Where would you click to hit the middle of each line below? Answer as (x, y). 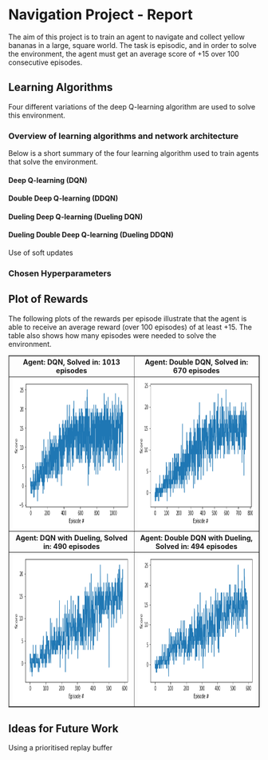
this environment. (37, 115)
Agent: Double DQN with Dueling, (197, 538)
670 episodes (196, 371)
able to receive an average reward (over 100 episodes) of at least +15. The (130, 327)
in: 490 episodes (72, 546)
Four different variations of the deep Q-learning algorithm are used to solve (132, 106)
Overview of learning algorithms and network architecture (124, 136)
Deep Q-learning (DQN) (48, 180)
